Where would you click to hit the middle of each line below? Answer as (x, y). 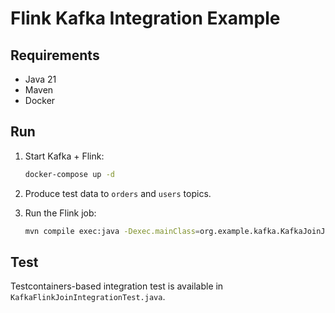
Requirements (55, 55)
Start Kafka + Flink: (64, 156)
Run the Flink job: (60, 213)
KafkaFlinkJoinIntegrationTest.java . (88, 297)
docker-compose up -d (69, 174)
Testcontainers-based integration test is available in (117, 286)
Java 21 (40, 79)
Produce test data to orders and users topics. (118, 193)
